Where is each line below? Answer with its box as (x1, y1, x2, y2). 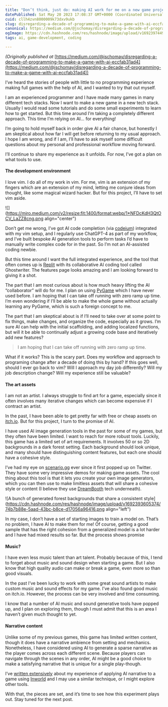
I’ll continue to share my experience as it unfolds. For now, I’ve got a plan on (5, 151, 161, 157)
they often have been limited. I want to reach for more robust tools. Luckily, (5, 433, 160, 439)
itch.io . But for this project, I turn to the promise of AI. (5, 418, 115, 424)
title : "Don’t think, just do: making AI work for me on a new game (5, 7, 151, 13)
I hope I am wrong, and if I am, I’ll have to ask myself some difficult (5, 136, 142, 142)
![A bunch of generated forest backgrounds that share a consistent (5, 496, 143, 502)
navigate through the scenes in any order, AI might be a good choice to (5, 655, 151, 661)
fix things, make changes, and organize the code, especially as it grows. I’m (5, 318, 161, 324)
